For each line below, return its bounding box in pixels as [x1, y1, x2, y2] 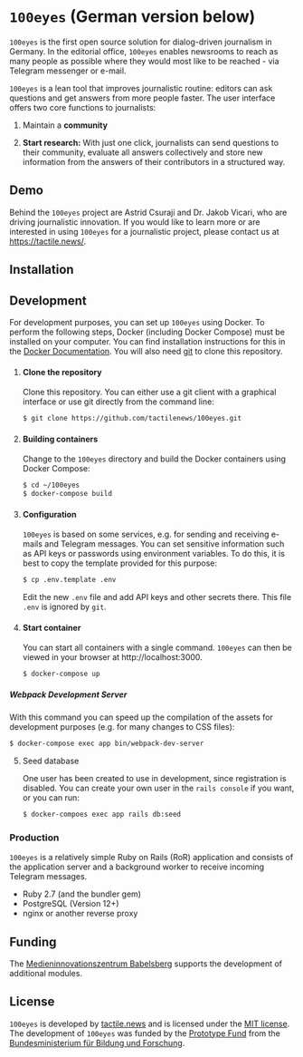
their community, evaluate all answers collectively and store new [22, 147, 264, 158]
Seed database [22, 755, 80, 766]
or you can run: [22, 791, 80, 803]
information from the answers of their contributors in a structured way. [22, 156, 286, 167]
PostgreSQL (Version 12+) [22, 898, 119, 909]
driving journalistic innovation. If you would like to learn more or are [9, 216, 260, 228]
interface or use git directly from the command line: [22, 396, 214, 407]
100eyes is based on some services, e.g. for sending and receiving [22, 528, 270, 540]
